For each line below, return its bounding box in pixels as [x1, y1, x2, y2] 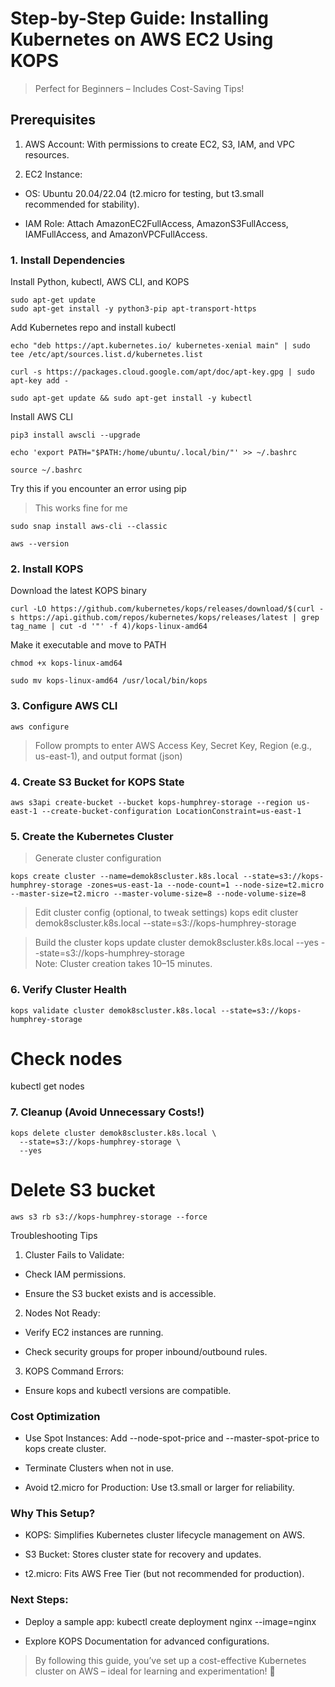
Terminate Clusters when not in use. [24, 1462, 174, 1474]
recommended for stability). [24, 198, 140, 210]
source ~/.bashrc [10, 465, 83, 476]
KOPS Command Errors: [24, 1365, 125, 1377]
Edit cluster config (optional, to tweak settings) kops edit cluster [34, 907, 299, 919]
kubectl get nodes [10, 1080, 85, 1092]
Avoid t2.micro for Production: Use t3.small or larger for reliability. [24, 1482, 295, 1493]
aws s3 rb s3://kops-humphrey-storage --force [10, 1212, 208, 1222]
